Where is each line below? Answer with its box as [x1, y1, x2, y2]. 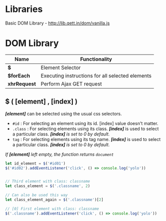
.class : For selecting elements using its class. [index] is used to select [12, 125, 159, 131]
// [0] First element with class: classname [5, 206, 99, 211]
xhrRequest [7, 80, 36, 87]
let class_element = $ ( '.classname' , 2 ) [5, 183, 91, 188]
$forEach [7, 72, 30, 79]
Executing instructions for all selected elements [40, 72, 152, 79]
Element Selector [40, 64, 81, 71]
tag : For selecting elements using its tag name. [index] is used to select [12, 136, 161, 142]
